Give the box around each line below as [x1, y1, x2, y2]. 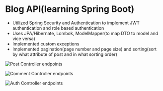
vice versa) [12, 36, 36, 42]
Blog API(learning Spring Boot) [5, 3, 135, 15]
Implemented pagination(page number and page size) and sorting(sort [12, 46, 157, 52]
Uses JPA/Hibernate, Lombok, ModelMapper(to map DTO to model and [12, 30, 158, 36]
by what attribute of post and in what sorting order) [12, 51, 118, 57]
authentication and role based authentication [12, 25, 104, 31]
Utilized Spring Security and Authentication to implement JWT [12, 20, 140, 26]
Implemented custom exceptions [12, 41, 80, 46]
